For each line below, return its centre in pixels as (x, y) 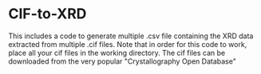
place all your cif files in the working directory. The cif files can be (117, 53)
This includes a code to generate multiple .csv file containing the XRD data (131, 36)
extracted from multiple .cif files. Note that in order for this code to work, (128, 44)
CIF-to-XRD (47, 14)
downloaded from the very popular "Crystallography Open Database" (123, 61)
